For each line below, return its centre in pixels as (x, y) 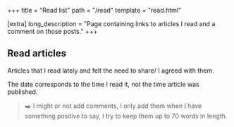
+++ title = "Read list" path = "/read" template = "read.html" (94, 10)
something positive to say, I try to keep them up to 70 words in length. (126, 116)
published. (23, 92)
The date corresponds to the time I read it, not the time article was (103, 84)
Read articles (37, 53)
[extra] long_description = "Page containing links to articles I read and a (111, 24)
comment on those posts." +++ (53, 31)
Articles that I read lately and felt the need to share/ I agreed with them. (111, 71)
